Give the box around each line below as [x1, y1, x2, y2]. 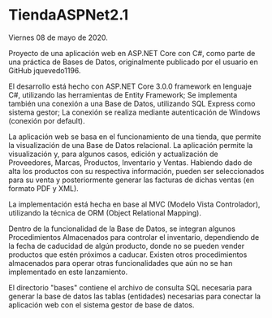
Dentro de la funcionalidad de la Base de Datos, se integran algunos [8, 224, 235, 233]
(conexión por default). [8, 115, 85, 125]
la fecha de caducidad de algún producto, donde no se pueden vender [8, 241, 245, 250]
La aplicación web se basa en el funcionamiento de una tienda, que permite [8, 132, 261, 142]
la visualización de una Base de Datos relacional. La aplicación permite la [8, 140, 253, 150]
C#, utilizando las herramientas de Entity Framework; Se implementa [8, 89, 238, 99]
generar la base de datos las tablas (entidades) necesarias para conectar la [8, 291, 261, 301]
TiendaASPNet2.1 [8, 6, 129, 24]
